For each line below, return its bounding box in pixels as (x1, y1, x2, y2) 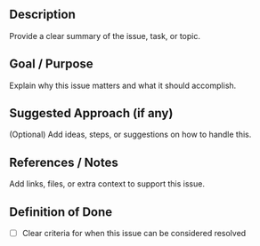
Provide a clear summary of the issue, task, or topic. (9, 30, 200, 41)
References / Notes (9, 155, 118, 170)
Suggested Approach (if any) (9, 106, 174, 121)
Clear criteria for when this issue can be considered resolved (21, 228, 247, 239)
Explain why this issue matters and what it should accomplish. (9, 80, 237, 91)
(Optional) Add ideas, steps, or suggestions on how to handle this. (9, 129, 252, 140)
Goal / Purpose (9, 57, 93, 72)
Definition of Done (9, 204, 113, 219)
